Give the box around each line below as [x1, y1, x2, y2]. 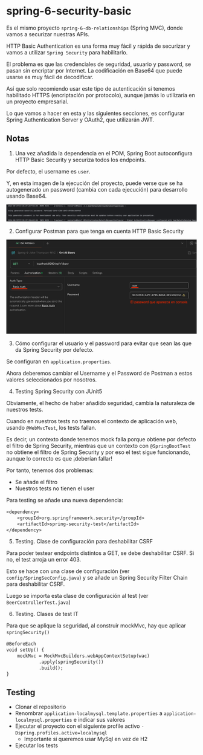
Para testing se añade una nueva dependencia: [6, 496, 124, 504]
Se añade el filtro [14, 478, 58, 485]
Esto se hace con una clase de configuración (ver [6, 567, 130, 575]
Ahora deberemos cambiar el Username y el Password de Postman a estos [6, 369, 193, 377]
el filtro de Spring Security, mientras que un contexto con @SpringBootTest [6, 442, 191, 449]
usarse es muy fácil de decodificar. [6, 73, 94, 80]
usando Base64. [6, 192, 47, 199]
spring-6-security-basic [6, 4, 132, 18]
